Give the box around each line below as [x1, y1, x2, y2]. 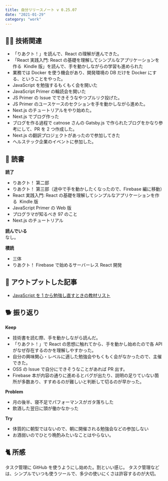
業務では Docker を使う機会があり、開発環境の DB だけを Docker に [12, 70, 152, 76]
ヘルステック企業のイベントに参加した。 [12, 139, 96, 145]
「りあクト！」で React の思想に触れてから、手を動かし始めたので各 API [12, 341, 163, 347]
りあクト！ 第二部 [12, 180, 49, 186]
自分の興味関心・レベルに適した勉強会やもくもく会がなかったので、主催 [12, 353, 162, 359]
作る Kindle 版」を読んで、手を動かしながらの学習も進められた [12, 63, 143, 69]
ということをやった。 [21, 76, 66, 82]
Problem [5, 389, 24, 395]
